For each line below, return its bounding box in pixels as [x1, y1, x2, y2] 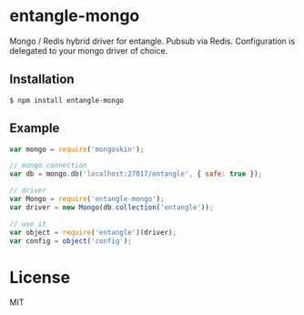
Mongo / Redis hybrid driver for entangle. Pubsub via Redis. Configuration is [9, 36, 296, 46]
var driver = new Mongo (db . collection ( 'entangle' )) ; [9, 202, 214, 212]
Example [9, 120, 60, 137]
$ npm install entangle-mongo [9, 96, 125, 105]
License [9, 267, 71, 288]
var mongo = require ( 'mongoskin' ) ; [9, 145, 145, 154]
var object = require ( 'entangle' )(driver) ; [9, 228, 177, 237]
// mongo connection [9, 161, 88, 170]
